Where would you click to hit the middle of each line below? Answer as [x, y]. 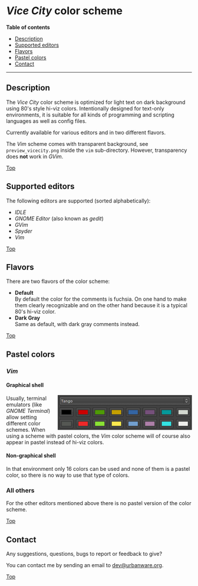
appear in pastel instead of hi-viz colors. [55, 442]
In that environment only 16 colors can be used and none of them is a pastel [98, 469]
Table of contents [28, 27]
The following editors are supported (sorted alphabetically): [78, 201]
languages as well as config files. [47, 121]
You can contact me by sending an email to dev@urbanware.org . [85, 565]
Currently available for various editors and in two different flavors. [86, 132]
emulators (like [24, 404]
